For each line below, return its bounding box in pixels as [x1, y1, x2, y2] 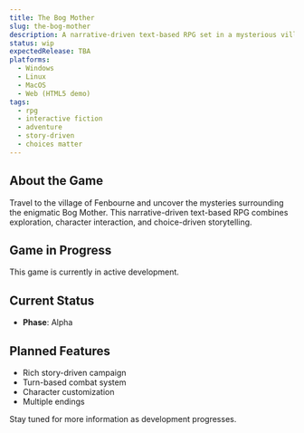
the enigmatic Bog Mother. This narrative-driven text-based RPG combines [9, 207, 289, 217]
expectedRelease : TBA [9, 47, 91, 56]
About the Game [9, 173, 104, 188]
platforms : [9, 55, 51, 64]
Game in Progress [9, 242, 112, 258]
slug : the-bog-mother [9, 22, 91, 31]
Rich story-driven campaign [22, 368, 127, 378]
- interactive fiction [17, 114, 103, 123]
